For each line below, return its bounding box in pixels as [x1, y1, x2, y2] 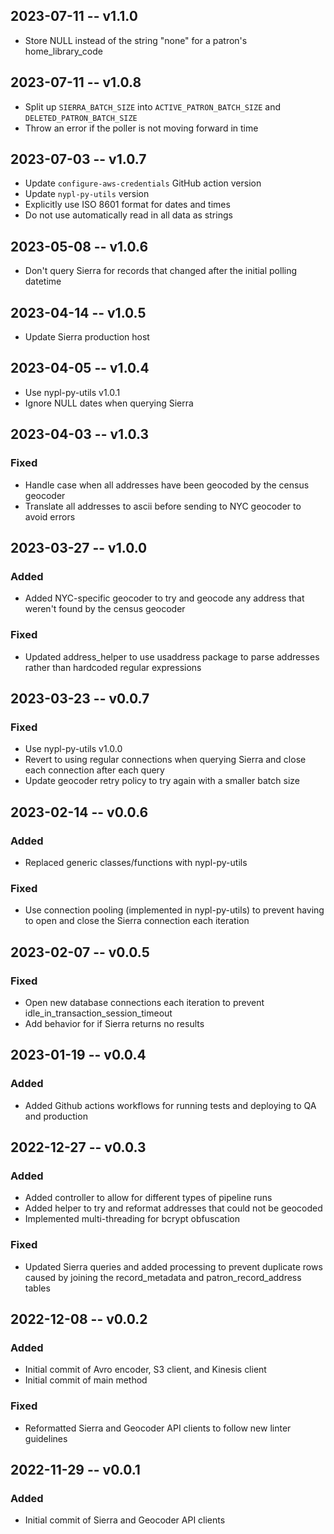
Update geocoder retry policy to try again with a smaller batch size [24, 775, 300, 787]
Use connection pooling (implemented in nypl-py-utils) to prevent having [24, 904, 325, 916]
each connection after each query [24, 764, 165, 776]
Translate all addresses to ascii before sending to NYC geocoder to [24, 500, 302, 512]
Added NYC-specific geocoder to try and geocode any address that [24, 592, 305, 604]
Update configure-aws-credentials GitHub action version [24, 177, 262, 189]
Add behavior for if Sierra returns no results [24, 1017, 205, 1029]
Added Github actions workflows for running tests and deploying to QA [24, 1099, 317, 1111]
